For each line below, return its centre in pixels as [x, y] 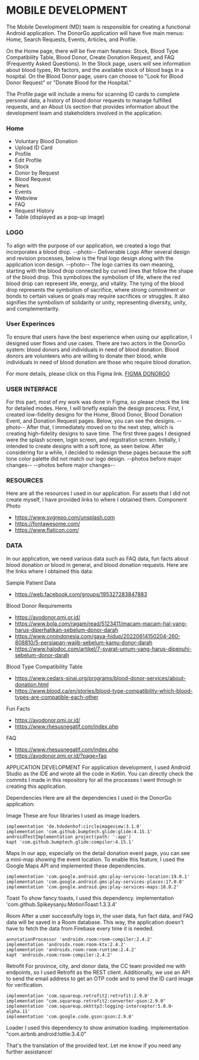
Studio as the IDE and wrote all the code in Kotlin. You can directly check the [99, 774]
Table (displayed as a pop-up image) [60, 217]
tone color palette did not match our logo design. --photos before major [94, 459]
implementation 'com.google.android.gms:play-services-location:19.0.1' [98, 876]
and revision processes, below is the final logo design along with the [90, 258]
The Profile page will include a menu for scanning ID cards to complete [93, 94]
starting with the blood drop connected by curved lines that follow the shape [100, 270]
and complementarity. [33, 308]
